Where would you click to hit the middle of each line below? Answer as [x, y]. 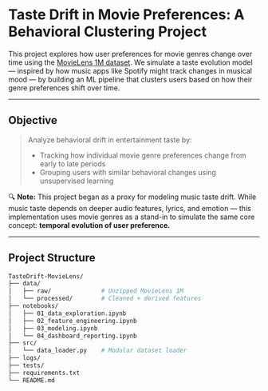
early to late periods [73, 164]
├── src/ [23, 343]
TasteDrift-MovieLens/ [46, 276]
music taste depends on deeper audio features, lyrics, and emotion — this [130, 208]
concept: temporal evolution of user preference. [89, 225]
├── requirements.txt [44, 373]
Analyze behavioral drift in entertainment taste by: [110, 140]
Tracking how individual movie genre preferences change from [143, 155]
